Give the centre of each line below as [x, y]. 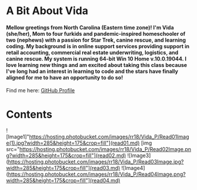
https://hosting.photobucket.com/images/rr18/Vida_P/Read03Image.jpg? [96, 162]
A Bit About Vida [47, 11]
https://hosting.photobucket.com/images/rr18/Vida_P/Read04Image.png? [97, 174]
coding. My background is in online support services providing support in [98, 46]
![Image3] [139, 156]
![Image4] [133, 168]
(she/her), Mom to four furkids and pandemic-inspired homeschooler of [96, 34]
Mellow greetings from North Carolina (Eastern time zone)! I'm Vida [90, 27]
